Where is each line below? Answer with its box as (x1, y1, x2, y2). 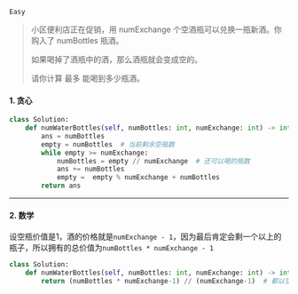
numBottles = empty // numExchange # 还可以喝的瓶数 (56, 156, 251, 165)
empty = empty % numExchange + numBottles (56, 173, 220, 182)
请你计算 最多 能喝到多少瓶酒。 (30, 73, 145, 83)
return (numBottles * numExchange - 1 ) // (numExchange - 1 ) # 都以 (41, 277, 286, 286)
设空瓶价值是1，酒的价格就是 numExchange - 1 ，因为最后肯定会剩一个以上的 (9, 231, 282, 242)
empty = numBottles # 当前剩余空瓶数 (41, 139, 176, 149)
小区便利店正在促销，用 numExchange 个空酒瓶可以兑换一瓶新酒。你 (30, 24, 282, 35)
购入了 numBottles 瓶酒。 (30, 36, 124, 45)
